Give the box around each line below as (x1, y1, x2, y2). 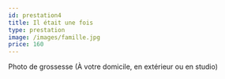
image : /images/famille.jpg (8, 33, 101, 41)
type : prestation (8, 26, 66, 34)
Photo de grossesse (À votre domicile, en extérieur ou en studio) (8, 62, 219, 71)
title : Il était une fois (8, 19, 93, 27)
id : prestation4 (8, 11, 62, 20)
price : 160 (8, 41, 44, 48)
